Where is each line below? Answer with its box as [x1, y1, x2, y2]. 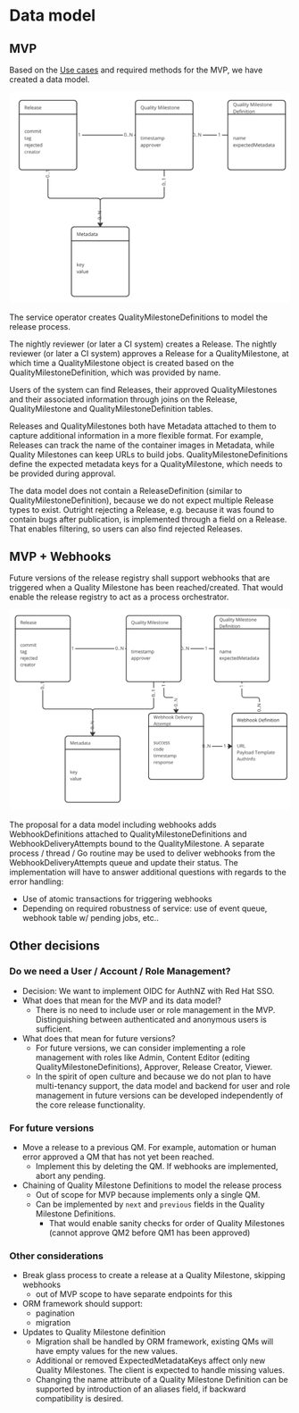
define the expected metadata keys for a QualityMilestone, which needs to [9, 458, 283, 469]
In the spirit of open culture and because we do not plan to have [35, 1071, 271, 1082]
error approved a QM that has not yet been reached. [21, 1151, 215, 1162]
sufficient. [35, 1024, 73, 1034]
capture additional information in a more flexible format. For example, [9, 430, 263, 440]
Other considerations [9, 1250, 104, 1262]
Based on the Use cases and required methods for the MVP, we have [9, 64, 263, 75]
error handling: [9, 876, 64, 887]
